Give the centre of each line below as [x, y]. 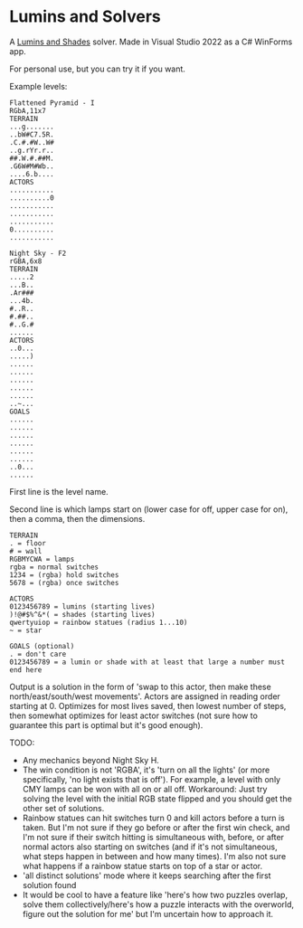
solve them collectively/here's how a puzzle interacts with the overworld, [158, 904]
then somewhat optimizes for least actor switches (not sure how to [133, 715]
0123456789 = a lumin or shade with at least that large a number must [147, 662]
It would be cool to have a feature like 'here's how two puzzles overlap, [155, 895]
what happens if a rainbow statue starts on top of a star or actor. [142, 866]
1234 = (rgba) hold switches [64, 575]
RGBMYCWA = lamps [42, 559]
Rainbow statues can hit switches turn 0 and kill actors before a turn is [153, 818]
